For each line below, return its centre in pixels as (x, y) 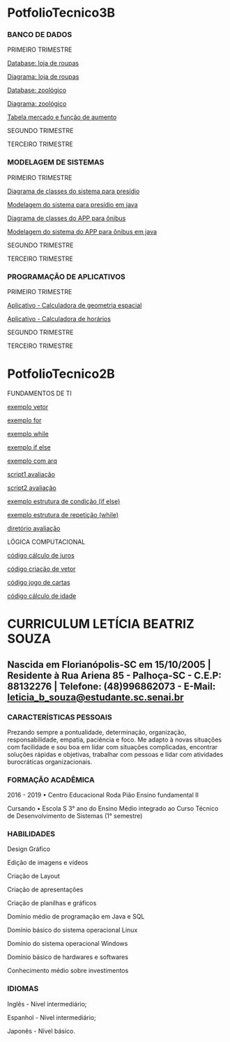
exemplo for (24, 420)
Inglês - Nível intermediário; (47, 1004)
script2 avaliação (32, 488)
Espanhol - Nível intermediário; (52, 1017)
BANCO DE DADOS (40, 35)
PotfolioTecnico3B (61, 13)
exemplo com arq (32, 461)
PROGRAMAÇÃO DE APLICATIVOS (66, 277)
